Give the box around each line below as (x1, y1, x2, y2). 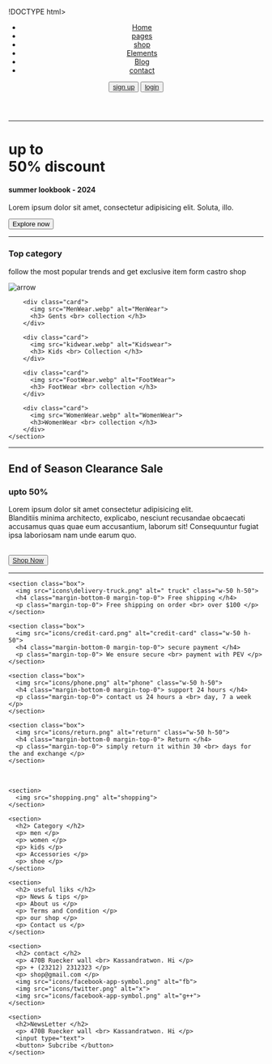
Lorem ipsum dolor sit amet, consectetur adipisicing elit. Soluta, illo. (8, 202, 234, 213)
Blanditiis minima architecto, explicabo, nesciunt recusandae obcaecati (8, 513, 245, 523)
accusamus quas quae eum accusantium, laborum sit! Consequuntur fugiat (8, 522, 259, 532)
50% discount (8, 158, 106, 176)
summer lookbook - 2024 (8, 184, 96, 194)
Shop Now (12, 556, 45, 565)
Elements (126, 49, 158, 57)
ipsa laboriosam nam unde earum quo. (8, 530, 137, 540)
